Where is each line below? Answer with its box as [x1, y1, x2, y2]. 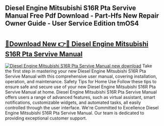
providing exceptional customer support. [5, 115, 87, 121]
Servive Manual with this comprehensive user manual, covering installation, [5, 73, 157, 79]
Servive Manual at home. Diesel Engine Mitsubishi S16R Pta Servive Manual [5, 89, 157, 95]
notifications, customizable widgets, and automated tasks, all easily [5, 99, 141, 105]
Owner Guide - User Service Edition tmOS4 [5, 19, 139, 28]
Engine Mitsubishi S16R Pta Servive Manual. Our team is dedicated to [5, 110, 144, 116]
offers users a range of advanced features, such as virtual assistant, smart [5, 94, 156, 100]
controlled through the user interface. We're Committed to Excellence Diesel [5, 105, 159, 110]
